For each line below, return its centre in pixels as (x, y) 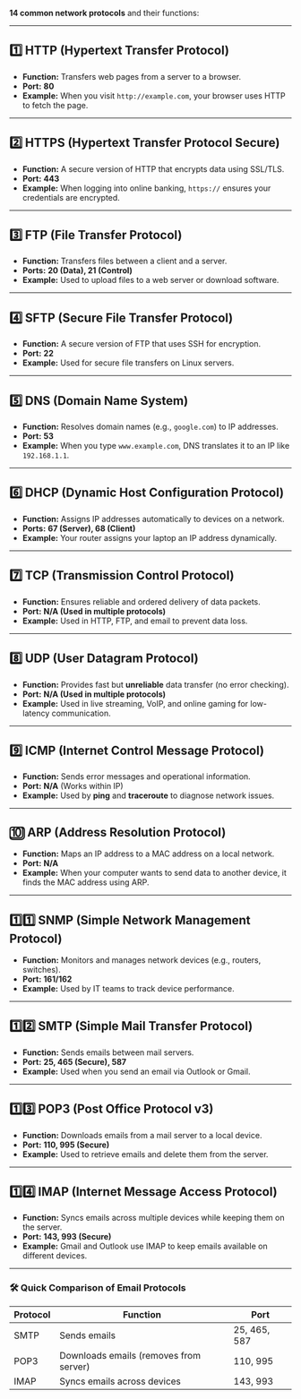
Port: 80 (38, 86)
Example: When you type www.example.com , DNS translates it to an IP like (156, 446)
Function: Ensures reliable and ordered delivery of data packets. (142, 601)
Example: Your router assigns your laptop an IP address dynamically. (150, 537)
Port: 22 (38, 354)
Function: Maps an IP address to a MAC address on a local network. (148, 854)
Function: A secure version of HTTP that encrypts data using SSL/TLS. (153, 168)
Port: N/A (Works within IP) (73, 786)
